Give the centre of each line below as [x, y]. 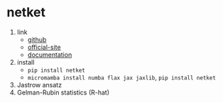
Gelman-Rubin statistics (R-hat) [63, 92]
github [37, 39]
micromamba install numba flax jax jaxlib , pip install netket [121, 77]
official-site [44, 47]
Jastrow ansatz [39, 85]
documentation [50, 55]
